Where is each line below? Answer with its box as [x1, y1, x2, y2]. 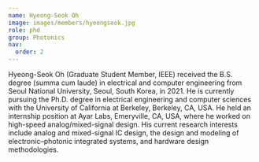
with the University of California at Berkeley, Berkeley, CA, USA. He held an [8, 103, 252, 112]
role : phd [8, 26, 41, 34]
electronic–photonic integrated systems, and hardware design [8, 137, 209, 145]
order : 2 [15, 48, 44, 56]
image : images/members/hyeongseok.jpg [8, 19, 135, 27]
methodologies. [8, 145, 59, 154]
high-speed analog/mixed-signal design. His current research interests [8, 120, 239, 129]
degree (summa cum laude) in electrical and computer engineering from [8, 78, 242, 87]
